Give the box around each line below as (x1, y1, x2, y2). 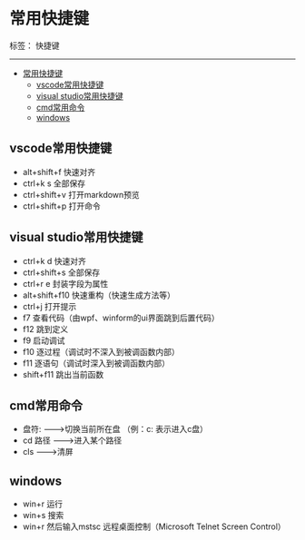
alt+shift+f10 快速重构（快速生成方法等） (22, 290, 175, 300)
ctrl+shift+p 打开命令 (22, 201, 102, 211)
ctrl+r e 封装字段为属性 (22, 278, 109, 289)
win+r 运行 (22, 498, 64, 509)
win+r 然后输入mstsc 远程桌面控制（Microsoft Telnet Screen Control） (22, 521, 286, 532)
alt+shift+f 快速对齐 (22, 166, 96, 177)
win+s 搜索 (22, 510, 64, 521)
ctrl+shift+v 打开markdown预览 (22, 189, 141, 200)
